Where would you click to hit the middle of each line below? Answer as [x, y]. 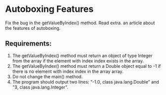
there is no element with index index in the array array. [68, 71]
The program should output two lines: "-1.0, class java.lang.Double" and [86, 82]
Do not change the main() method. [47, 76]
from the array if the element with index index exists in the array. [78, 61]
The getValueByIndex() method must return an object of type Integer [82, 55]
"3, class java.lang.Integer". [40, 87]
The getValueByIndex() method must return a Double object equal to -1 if [86, 66]
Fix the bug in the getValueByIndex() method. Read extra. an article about [80, 23]
